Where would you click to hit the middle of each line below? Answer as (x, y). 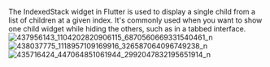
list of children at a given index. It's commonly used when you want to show (135, 20)
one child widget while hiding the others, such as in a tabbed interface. (127, 29)
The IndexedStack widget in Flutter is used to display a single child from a (132, 12)
